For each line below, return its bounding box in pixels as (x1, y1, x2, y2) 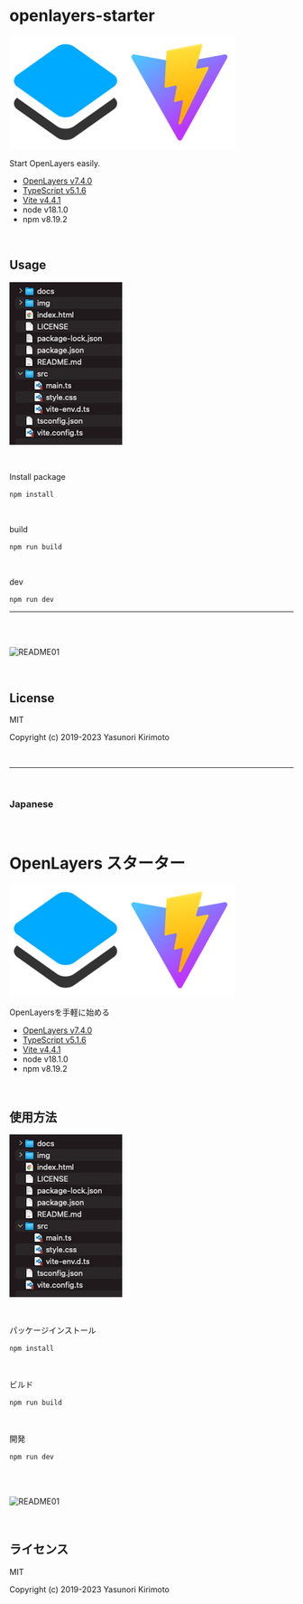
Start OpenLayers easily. (9, 157, 101, 168)
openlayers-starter (9, 5, 155, 26)
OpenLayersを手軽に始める (9, 1007, 110, 1018)
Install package (9, 471, 66, 482)
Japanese (9, 798, 54, 811)
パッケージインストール (9, 1325, 96, 1336)
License (9, 690, 55, 706)
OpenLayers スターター (9, 853, 186, 873)
